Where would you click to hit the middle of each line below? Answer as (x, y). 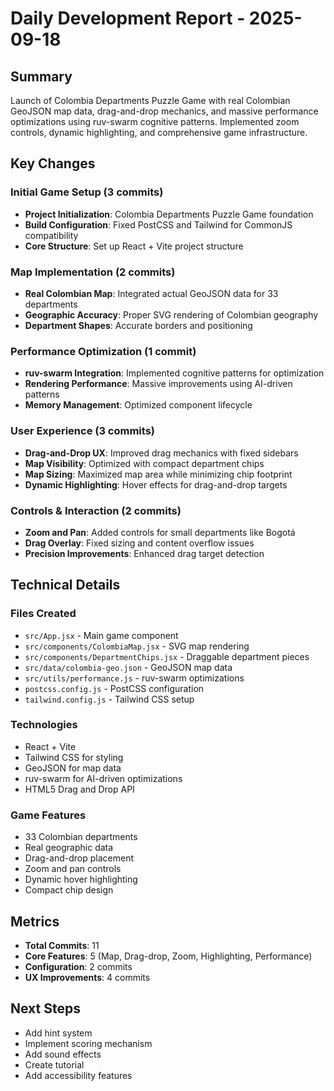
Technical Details (65, 585)
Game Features (48, 815)
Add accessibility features (78, 1075)
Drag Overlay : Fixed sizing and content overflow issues (139, 543)
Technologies (44, 725)
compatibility (51, 235)
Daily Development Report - (128, 18)
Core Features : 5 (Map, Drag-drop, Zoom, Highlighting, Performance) (168, 956)
